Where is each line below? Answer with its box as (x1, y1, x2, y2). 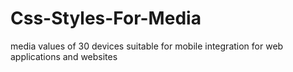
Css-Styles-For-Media (10, 7, 202, 30)
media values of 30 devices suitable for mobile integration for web (10, 40, 284, 52)
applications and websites (10, 50, 118, 62)
